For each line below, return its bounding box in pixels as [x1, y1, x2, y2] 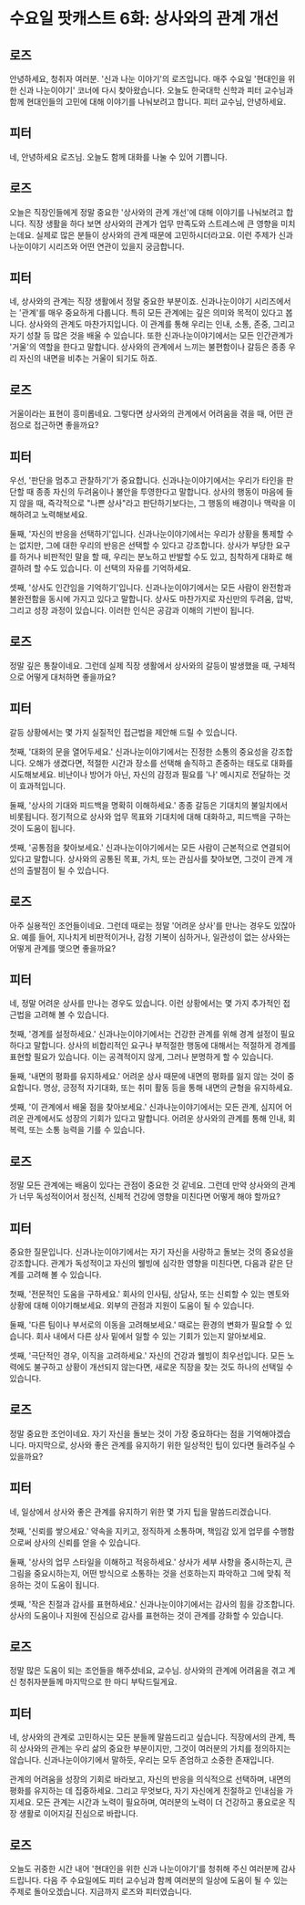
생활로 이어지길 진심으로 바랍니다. [18, 1808, 138, 1819]
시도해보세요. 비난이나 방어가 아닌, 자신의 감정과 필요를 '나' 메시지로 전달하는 [9, 768, 281, 780]
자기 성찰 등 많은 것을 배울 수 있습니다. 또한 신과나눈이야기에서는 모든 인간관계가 [9, 330, 294, 341]
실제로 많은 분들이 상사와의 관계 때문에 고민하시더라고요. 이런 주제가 [36, 229, 277, 240]
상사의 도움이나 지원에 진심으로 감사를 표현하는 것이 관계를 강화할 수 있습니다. [9, 1609, 284, 1620]
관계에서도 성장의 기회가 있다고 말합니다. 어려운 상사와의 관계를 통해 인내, [25, 1113, 287, 1124]
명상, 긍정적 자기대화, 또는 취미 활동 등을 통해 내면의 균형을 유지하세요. [43, 1082, 293, 1093]
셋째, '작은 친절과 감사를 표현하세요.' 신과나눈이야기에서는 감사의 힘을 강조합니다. [9, 1598, 296, 1609]
